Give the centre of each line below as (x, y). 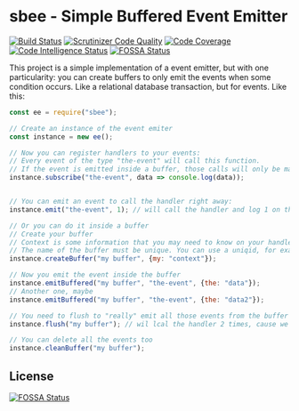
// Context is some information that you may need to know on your (137, 242)
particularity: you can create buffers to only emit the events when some (140, 77)
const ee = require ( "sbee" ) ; (63, 112)
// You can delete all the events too (81, 340)
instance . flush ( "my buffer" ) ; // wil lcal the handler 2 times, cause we (149, 324)
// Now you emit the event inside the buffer (95, 275)
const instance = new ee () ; (61, 137)
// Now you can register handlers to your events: (105, 153)
